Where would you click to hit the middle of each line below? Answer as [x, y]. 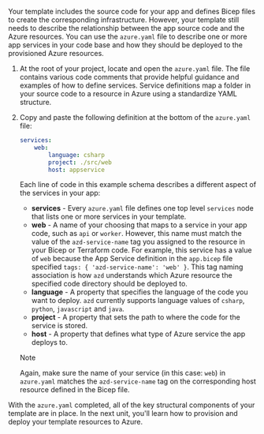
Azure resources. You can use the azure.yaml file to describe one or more [128, 36]
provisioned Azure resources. [56, 53]
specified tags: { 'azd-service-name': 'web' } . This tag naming [137, 267]
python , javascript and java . [78, 309]
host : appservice [76, 170]
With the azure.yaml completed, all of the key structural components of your [132, 405]
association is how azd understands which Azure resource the [132, 275]
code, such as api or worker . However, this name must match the [136, 234]
